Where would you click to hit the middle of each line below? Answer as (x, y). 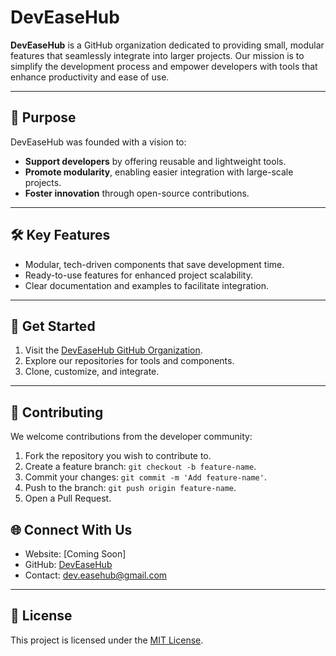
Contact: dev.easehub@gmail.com (96, 575)
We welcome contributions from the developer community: (131, 437)
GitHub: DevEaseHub (68, 564)
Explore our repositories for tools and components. (129, 361)
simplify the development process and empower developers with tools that (164, 66)
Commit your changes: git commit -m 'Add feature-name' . (145, 477)
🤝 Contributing (57, 412)
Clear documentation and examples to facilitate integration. (146, 285)
